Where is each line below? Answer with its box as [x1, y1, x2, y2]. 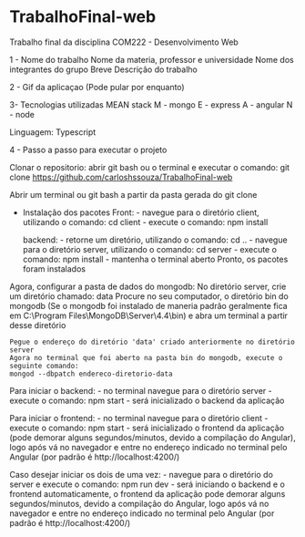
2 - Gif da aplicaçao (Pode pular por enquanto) [9, 81, 185, 92]
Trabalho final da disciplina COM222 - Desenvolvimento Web [9, 36, 239, 47]
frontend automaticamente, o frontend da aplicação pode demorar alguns [9, 488, 286, 499]
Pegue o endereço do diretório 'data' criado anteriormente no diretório [9, 337, 296, 346]
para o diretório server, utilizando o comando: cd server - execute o [22, 243, 278, 254]
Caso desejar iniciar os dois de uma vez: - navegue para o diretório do [9, 469, 273, 480]
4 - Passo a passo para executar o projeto [9, 144, 168, 155]
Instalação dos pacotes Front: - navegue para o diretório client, [22, 207, 259, 218]
